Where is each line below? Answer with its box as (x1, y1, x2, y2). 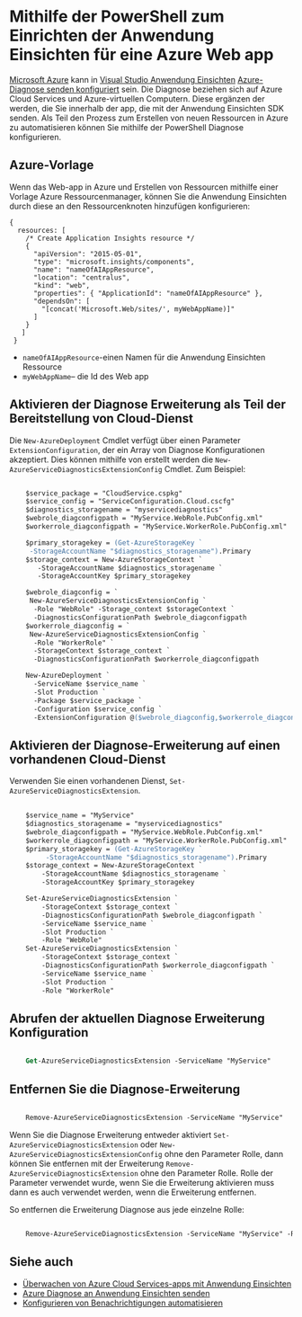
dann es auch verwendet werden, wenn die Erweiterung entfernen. (9, 1187, 257, 1197)
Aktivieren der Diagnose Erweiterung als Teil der (9, 397, 286, 413)
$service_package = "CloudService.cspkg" (25, 488, 182, 498)
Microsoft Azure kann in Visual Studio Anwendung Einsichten (9, 74, 236, 85)
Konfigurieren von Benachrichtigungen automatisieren (22, 1297, 223, 1308)
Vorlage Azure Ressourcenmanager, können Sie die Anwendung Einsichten (9, 191, 288, 201)
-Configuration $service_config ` (32, 704, 164, 714)
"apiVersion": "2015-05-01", (32, 249, 143, 258)
